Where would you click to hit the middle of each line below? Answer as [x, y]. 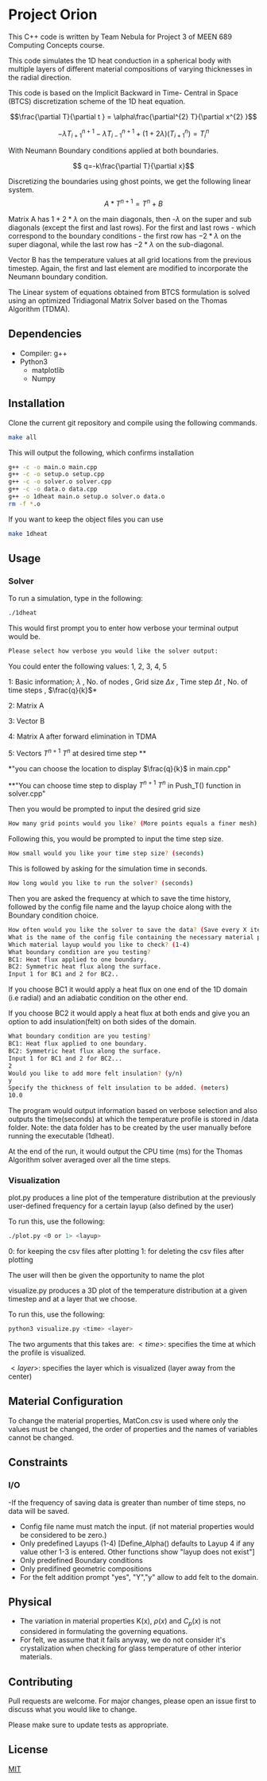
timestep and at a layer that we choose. [73, 1299]
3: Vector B [27, 721]
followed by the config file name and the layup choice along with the [120, 907]
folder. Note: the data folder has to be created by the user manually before [130, 1127]
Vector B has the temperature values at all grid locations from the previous [130, 260]
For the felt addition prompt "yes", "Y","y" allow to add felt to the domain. [139, 1577]
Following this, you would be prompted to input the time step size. [116, 839]
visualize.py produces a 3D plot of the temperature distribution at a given [128, 1290]
